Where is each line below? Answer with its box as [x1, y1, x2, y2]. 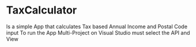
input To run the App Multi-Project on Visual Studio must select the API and [6, 29, 190, 36]
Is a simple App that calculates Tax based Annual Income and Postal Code [6, 23, 188, 30]
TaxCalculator [6, 4, 77, 17]
